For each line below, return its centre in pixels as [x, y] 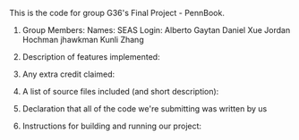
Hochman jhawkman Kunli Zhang [83, 40]
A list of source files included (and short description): [120, 91]
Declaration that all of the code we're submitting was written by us [145, 109]
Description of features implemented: [91, 57]
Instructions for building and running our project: [112, 126]
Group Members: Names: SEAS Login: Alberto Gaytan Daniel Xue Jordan [156, 30]
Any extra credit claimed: [68, 74]
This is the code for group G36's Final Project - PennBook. [117, 13]
